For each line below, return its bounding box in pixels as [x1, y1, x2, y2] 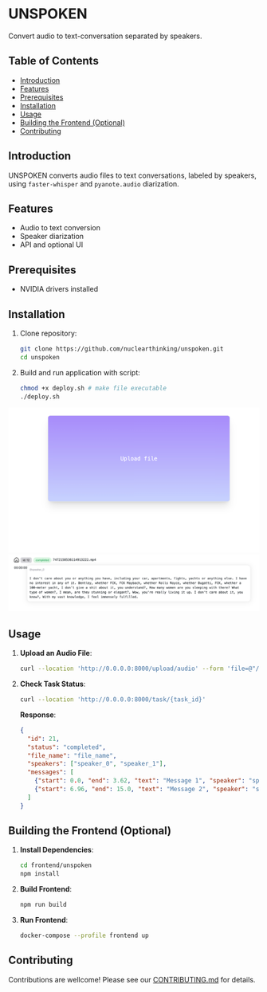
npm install [19, 870, 60, 878]
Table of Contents [8, 54, 100, 68]
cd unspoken [19, 353, 60, 361]
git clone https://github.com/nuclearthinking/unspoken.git [19, 345, 224, 353]
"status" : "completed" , [27, 743, 106, 751]
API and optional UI [19, 240, 84, 249]
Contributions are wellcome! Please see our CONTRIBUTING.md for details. [8, 974, 256, 984]
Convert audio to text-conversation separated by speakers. [8, 31, 202, 41]
